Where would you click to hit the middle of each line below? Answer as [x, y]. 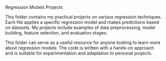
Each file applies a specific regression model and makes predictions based [82, 22]
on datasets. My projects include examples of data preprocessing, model [80, 27]
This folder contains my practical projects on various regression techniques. [83, 17]
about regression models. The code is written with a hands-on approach [79, 48]
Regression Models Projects [34, 7]
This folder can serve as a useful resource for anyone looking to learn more [83, 42]
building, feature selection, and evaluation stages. [56, 33]
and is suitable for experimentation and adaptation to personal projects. [79, 53]
